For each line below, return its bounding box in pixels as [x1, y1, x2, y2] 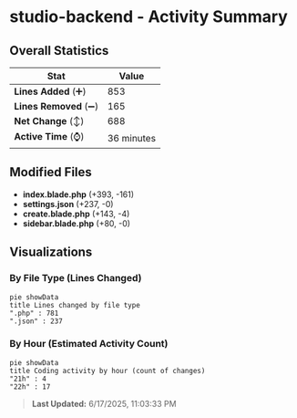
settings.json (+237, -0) [22, 198, 114, 209]
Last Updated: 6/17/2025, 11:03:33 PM [31, 398, 177, 409]
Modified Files [9, 164, 93, 180]
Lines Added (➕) [14, 85, 87, 98]
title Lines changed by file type [9, 300, 141, 309]
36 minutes [107, 131, 157, 144]
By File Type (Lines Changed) [9, 272, 142, 285]
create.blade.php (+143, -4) [22, 208, 130, 219]
